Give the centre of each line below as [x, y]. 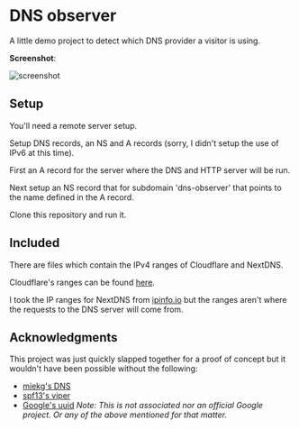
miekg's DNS [46, 386]
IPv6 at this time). [42, 152]
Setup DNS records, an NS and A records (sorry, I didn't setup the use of [144, 143]
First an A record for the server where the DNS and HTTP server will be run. [150, 170]
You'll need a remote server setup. [73, 125]
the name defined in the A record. [72, 197]
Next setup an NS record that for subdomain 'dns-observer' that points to [145, 187]
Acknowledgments [64, 338]
